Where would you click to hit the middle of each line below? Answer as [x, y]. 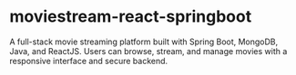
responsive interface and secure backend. [89, 61]
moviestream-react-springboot [131, 17]
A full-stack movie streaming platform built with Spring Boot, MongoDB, [144, 42]
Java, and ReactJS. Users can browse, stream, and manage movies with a [148, 51]
